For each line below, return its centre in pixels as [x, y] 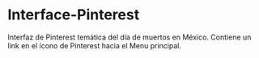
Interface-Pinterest [74, 15]
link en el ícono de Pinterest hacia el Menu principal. [95, 45]
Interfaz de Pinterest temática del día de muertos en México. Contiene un [129, 37]
